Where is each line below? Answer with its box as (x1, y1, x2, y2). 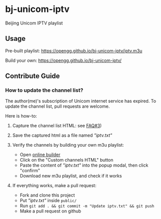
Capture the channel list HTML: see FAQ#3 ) (12, 123, 102, 129)
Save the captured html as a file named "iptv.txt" (12, 132, 113, 138)
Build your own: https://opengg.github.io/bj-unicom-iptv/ (5, 57, 122, 63)
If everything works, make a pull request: (12, 183, 97, 189)
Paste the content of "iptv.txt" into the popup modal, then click (19, 162, 149, 168)
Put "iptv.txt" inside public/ (19, 198, 77, 204)
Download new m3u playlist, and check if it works (19, 173, 122, 179)
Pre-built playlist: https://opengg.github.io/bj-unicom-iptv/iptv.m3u (5, 47, 143, 53)
